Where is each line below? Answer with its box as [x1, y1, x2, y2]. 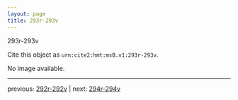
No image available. [7, 64, 65, 72]
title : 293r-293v [7, 17, 59, 24]
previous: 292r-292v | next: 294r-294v [7, 84, 121, 93]
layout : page [7, 10, 46, 18]
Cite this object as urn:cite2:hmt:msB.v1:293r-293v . [7, 50, 159, 59]
